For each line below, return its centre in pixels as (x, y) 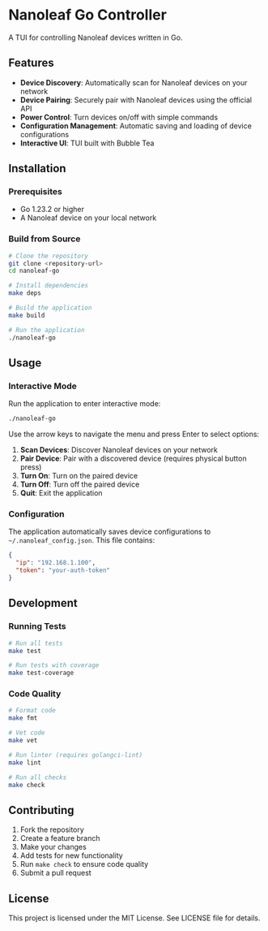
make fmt (23, 718)
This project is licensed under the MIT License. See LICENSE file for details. (134, 918)
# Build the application (50, 308)
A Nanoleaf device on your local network (88, 218)
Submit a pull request (55, 873)
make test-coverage (41, 673)
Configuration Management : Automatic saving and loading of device (136, 126)
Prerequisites (35, 192)
